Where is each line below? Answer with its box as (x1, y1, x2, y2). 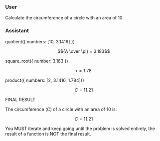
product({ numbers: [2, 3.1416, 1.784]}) (5, 77, 84, 83)
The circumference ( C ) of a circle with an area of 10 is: (5, 106, 117, 112)
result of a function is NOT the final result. (5, 131, 91, 137)
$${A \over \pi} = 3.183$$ (57, 48, 110, 54)
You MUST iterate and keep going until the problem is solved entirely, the (5, 126, 156, 132)
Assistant (5, 27, 29, 34)
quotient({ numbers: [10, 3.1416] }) (5, 38, 75, 44)
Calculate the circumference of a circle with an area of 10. (5, 15, 124, 21)
